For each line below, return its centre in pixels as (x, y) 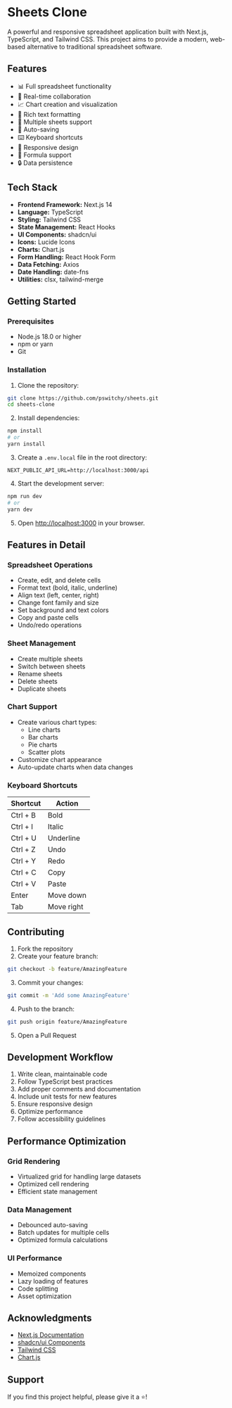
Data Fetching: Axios (48, 264)
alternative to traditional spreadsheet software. (95, 46)
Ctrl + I (22, 827)
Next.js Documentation (51, 1335)
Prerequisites (31, 321)
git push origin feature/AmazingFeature (67, 1022)
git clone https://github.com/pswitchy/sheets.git (83, 398)
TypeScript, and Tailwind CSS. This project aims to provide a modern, (108, 39)
